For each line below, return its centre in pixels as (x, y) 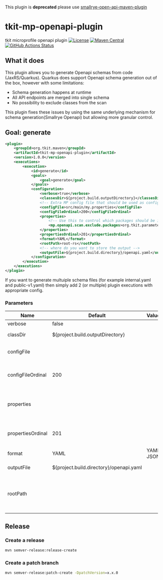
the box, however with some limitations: (45, 83)
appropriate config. (24, 290)
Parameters (19, 303)
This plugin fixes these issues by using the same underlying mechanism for (80, 112)
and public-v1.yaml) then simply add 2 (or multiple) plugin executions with (79, 285)
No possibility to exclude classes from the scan (59, 102)
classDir (17, 335)
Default (97, 315)
